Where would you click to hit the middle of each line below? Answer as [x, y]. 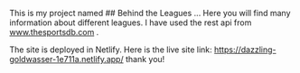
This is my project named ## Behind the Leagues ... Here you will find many [150, 13]
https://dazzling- [245, 50]
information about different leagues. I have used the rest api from [131, 23]
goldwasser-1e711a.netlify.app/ [66, 59]
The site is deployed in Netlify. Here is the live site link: [111, 50]
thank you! [145, 59]
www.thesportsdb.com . [54, 32]
